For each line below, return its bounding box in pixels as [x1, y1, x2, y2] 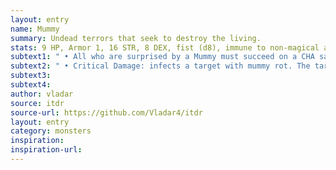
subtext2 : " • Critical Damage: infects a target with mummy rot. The [10, 61, 311, 71]
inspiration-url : [10, 145, 83, 155]
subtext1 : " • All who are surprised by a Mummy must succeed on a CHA [10, 52, 315, 62]
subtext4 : [10, 80, 52, 90]
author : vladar [10, 89, 74, 99]
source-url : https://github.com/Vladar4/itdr [10, 107, 203, 118]
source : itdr [10, 98, 65, 108]
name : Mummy [10, 24, 60, 34]
